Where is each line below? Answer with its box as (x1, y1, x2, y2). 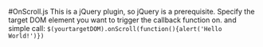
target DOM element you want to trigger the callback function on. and (8, 15, 237, 25)
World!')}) (8, 32, 45, 40)
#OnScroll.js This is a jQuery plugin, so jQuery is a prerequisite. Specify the (8, 7, 255, 16)
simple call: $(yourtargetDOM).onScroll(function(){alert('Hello (8, 24, 222, 33)
